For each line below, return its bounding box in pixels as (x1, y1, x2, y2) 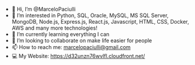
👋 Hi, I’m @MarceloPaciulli (11, 6, 76, 12)
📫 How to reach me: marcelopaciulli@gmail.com (11, 44, 131, 50)
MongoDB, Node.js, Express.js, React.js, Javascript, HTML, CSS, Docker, (11, 18, 189, 25)
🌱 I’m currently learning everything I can (11, 31, 110, 38)
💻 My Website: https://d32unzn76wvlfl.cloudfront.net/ (11, 53, 145, 59)
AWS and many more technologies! (11, 24, 97, 31)
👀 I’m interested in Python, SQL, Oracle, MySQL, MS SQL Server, (11, 12, 169, 19)
